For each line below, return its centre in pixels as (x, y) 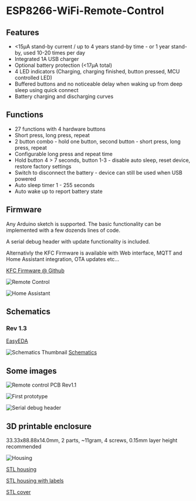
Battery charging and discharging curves (64, 96)
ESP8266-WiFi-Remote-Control (85, 11)
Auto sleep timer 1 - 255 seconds (55, 185)
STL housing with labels (35, 480)
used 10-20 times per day (54, 53)
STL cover (18, 492)
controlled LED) (33, 78)
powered (25, 179)
